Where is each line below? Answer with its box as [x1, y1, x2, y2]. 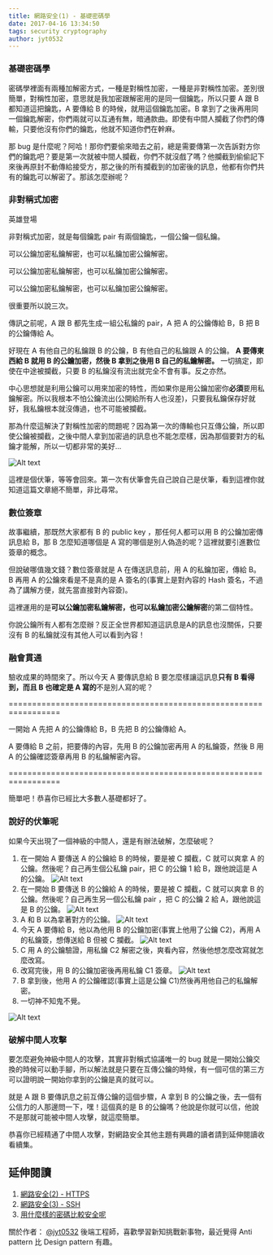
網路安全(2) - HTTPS [19, 1189, 90, 1199]
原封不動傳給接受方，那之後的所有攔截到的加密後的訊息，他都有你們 [29, 161, 258, 171]
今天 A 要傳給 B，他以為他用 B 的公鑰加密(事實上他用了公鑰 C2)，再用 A [19, 924, 261, 934]
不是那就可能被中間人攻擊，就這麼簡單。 [8, 1112, 144, 1122]
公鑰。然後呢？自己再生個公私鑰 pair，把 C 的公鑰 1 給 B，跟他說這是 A [19, 863, 258, 873]
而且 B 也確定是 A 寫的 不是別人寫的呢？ [22, 682, 154, 693]
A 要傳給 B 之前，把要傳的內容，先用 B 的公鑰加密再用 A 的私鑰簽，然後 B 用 [8, 742, 264, 751]
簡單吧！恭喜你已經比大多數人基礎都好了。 [8, 794, 151, 804]
